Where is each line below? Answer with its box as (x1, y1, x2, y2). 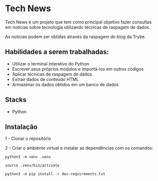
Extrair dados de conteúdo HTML (12, 76, 79, 82)
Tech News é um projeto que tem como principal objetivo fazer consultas (5, 19, 152, 25)
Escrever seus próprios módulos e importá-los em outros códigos (12, 66, 144, 72)
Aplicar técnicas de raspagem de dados (12, 71, 92, 77)
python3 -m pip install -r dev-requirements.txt (5, 172, 105, 177)
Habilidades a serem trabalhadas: (5, 48, 109, 56)
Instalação (5, 122, 38, 131)
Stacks (5, 96, 27, 104)
